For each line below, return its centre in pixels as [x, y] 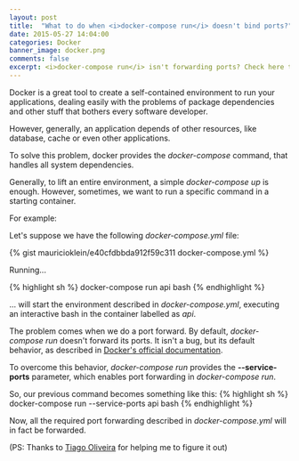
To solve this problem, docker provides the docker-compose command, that [149, 155]
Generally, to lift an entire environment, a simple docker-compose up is [139, 182]
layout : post [33, 17]
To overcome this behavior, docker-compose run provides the [122, 367]
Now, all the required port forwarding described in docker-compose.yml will [148, 420]
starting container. [43, 200]
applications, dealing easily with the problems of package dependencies [142, 101]
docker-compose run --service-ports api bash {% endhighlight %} [131, 403]
